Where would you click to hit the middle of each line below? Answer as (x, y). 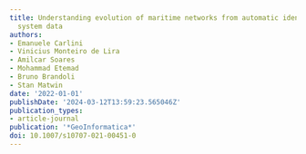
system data (41, 26)
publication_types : (46, 111)
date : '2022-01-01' (46, 93)
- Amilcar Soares (42, 60)
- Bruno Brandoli (42, 77)
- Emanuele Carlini (46, 43)
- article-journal (44, 119)
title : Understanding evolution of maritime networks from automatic (144, 18)
